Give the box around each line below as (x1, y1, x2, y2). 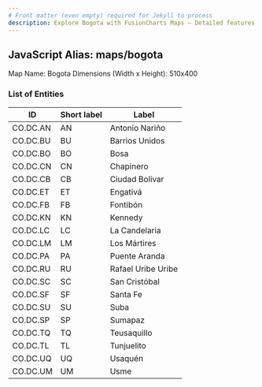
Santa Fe (109, 288, 143, 300)
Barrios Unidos (109, 135, 165, 146)
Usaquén (109, 352, 144, 363)
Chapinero (109, 161, 149, 172)
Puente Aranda (109, 250, 165, 261)
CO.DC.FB (12, 199, 50, 210)
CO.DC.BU (12, 135, 51, 146)
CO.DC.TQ (12, 327, 51, 338)
